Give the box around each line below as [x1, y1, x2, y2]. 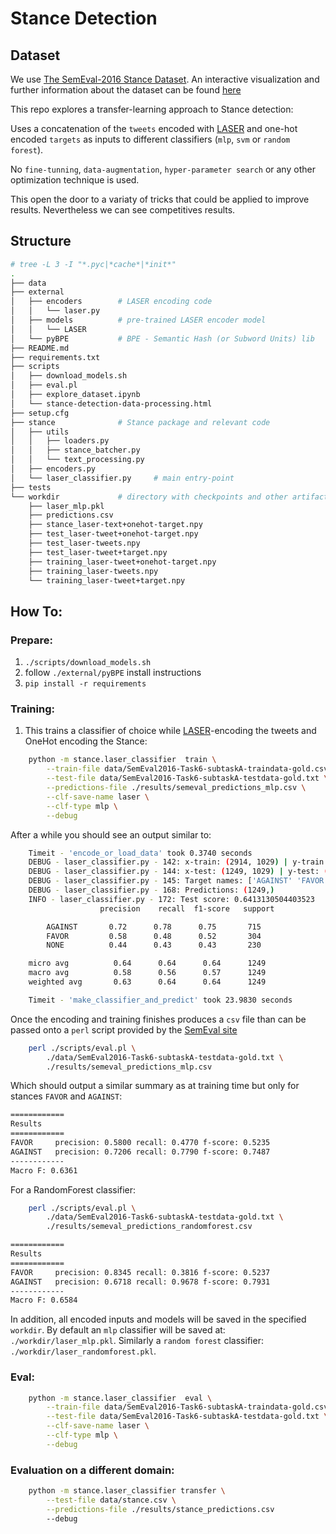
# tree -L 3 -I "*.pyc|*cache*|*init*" [10, 259, 177, 269]
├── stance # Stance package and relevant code [10, 417, 271, 427]
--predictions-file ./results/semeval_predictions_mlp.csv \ [46, 783, 307, 793]
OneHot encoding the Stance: [24, 735, 148, 747]
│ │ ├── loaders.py [10, 436, 110, 446]
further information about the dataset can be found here [10, 84, 242, 96]
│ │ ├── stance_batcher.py [10, 445, 141, 456]
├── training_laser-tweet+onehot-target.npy [28, 557, 217, 567]
